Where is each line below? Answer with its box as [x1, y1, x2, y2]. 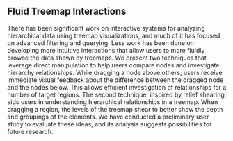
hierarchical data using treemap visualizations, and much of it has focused [7, 31, 220, 40]
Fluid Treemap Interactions [7, 6, 127, 17]
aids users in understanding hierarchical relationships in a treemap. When [7, 97, 218, 106]
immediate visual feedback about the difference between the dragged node [7, 76, 224, 84]
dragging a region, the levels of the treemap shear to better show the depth [7, 105, 223, 113]
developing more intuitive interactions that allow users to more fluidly [7, 46, 205, 54]
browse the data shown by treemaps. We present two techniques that [7, 53, 207, 62]
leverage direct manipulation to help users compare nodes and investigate [7, 60, 220, 69]
